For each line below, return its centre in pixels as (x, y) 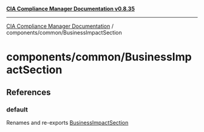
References (29, 92)
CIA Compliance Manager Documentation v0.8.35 (71, 9)
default (17, 110)
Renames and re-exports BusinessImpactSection (67, 122)
